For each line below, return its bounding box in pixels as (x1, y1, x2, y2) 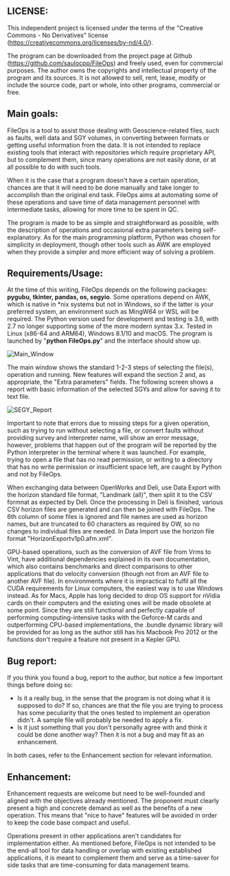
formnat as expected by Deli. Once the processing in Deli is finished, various (7, 498, 223, 507)
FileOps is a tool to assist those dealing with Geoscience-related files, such (7, 126, 220, 135)
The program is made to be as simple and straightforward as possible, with (7, 218, 219, 227)
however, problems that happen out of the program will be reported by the (7, 441, 217, 449)
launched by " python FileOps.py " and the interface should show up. (7, 336, 201, 345)
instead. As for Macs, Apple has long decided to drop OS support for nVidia (7, 592, 221, 600)
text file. (7, 393, 30, 401)
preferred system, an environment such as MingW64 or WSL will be (7, 308, 199, 316)
